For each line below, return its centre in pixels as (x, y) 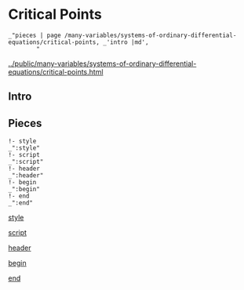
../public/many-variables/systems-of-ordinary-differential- (102, 63)
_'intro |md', (126, 42)
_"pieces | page (35, 35)
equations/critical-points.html (56, 71)
